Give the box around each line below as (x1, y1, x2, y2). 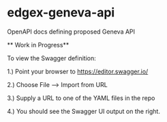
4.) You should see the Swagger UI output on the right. (7, 107, 160, 115)
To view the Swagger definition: (7, 53, 97, 62)
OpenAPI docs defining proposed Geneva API (7, 27, 135, 36)
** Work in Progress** (7, 40, 70, 49)
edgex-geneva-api (7, 5, 115, 21)
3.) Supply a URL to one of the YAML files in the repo (7, 94, 155, 102)
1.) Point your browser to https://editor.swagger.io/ (7, 67, 149, 75)
